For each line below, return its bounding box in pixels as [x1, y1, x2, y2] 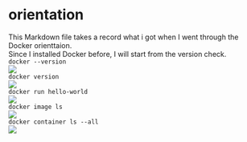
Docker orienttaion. [8, 40, 72, 50]
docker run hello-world [8, 87, 89, 95]
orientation [8, 6, 84, 24]
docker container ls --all [8, 118, 99, 126]
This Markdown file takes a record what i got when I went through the [8, 32, 239, 42]
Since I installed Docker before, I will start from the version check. [8, 49, 227, 59]
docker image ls [8, 103, 63, 111]
